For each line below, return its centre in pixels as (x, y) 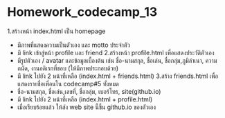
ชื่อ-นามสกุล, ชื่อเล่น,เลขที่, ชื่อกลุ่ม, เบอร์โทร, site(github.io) (89, 91)
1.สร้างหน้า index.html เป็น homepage (56, 31)
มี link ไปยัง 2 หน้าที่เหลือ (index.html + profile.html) (85, 99)
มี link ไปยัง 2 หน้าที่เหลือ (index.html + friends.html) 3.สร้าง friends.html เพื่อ (118, 76)
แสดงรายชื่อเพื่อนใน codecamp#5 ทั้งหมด (68, 83)
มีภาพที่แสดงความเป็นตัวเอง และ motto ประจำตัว (73, 45)
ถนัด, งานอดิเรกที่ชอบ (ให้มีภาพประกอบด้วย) (68, 68)
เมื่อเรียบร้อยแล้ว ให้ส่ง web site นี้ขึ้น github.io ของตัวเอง (87, 107)
